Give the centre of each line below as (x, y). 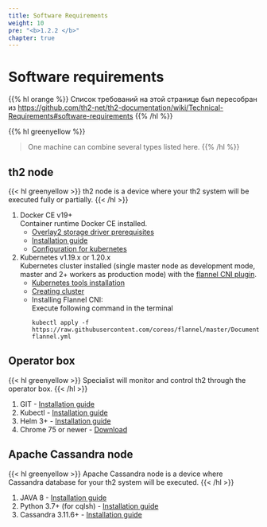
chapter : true (32, 38)
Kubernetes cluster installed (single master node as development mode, (137, 266)
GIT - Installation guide (57, 404)
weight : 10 (26, 23)
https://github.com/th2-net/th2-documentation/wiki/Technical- (121, 107)
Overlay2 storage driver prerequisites (93, 232)
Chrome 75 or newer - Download (74, 429)
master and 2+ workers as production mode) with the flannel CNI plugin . (138, 274)
